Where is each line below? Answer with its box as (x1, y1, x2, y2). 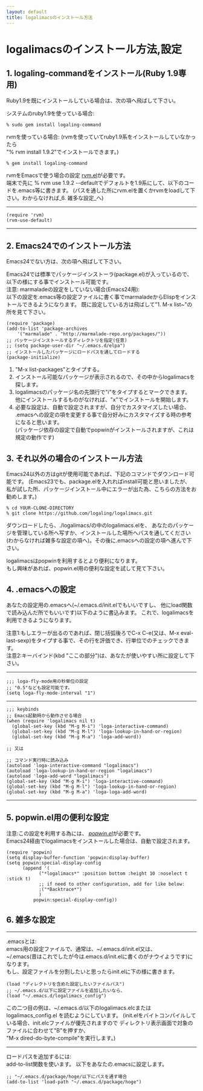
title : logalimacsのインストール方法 (6, 14, 93, 21)
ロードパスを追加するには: (6, 1052, 72, 1060)
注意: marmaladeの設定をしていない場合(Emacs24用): (6, 286, 140, 293)
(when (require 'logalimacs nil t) (6, 718, 96, 724)
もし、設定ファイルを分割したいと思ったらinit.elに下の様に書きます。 (6, 968, 178, 975)
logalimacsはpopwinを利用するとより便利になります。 (6, 557, 141, 565)
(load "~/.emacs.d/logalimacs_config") (6, 993, 107, 999)
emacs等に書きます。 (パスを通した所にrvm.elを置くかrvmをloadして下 (18, 187, 196, 194)
